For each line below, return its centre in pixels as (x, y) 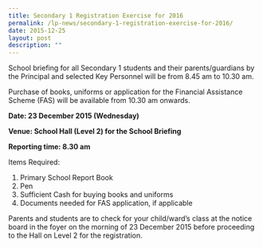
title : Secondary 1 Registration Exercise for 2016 (96, 16)
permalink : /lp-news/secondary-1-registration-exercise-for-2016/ (121, 23)
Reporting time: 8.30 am (49, 147)
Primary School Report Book (66, 178)
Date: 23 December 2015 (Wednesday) (74, 116)
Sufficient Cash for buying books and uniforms (96, 195)
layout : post (30, 38)
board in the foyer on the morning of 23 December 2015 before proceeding (131, 227)
